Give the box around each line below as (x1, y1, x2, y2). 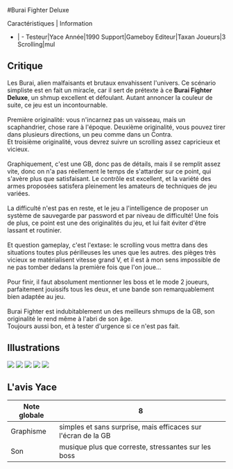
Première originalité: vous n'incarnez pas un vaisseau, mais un (7, 115, 186, 123)
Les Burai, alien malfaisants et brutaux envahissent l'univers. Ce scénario (7, 78, 216, 87)
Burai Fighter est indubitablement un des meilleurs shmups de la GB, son (7, 307, 215, 315)
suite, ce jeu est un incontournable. (7, 101, 108, 109)
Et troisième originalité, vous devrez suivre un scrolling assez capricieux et (7, 137, 221, 146)
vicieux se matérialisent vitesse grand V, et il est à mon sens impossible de (7, 255, 221, 264)
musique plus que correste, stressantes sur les (58, 442, 212, 452)
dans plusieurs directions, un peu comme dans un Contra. (7, 130, 173, 138)
